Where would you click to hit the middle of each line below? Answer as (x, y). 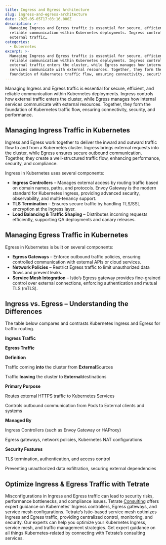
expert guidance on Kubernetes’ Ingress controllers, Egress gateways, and (81, 507)
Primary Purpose (23, 386)
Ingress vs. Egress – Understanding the (67, 304)
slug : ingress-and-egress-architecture (46, 14)
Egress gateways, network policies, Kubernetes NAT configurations (74, 440)
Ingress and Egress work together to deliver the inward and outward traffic (81, 142)
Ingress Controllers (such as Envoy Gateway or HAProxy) (63, 430)
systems (14, 411)
